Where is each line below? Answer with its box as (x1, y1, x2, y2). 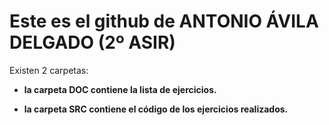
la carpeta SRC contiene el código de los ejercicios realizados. (23, 103, 289, 115)
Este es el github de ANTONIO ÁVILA (9, 10, 319, 33)
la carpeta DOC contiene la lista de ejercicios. (23, 83, 217, 95)
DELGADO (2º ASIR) (9, 31, 176, 54)
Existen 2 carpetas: (9, 64, 89, 76)
